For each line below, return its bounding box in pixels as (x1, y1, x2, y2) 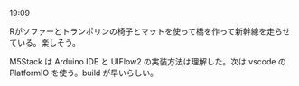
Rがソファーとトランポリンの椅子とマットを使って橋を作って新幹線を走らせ (9, 26, 291, 37)
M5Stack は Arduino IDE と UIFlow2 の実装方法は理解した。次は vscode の (9, 56, 286, 66)
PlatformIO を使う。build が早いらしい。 (9, 67, 159, 78)
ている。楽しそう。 (9, 38, 81, 47)
